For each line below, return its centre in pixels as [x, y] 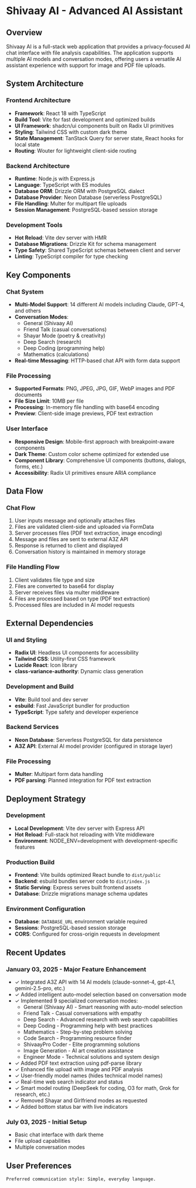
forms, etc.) [28, 466]
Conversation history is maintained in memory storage [80, 552]
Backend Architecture [38, 166]
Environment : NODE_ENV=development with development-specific [96, 841]
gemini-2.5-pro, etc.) [40, 988]
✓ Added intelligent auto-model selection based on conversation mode [100, 995]
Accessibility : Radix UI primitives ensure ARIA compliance [85, 473]
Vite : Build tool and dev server [51, 699]
